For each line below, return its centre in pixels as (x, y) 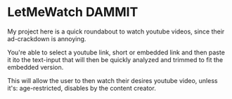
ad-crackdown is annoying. (47, 38)
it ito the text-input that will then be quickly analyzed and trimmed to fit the (115, 59)
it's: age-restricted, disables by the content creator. (82, 88)
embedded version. (36, 67)
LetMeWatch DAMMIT (73, 12)
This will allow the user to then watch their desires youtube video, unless (112, 80)
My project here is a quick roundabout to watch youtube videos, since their (116, 31)
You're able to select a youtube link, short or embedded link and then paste (116, 52)
